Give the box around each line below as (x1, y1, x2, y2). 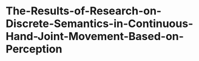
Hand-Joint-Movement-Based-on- (5, 30, 184, 43)
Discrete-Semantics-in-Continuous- (5, 17, 194, 30)
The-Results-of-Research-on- (5, 4, 162, 18)
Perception (5, 42, 62, 56)
